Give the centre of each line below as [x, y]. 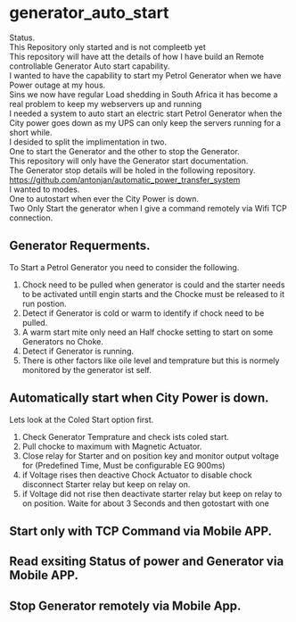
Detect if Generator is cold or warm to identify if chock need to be [143, 313]
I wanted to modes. [45, 189]
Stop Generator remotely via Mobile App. [125, 605]
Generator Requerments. [80, 246]
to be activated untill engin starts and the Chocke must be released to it [153, 294]
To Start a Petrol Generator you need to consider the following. [124, 267]
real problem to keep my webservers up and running [106, 104]
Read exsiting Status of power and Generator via [147, 562]
